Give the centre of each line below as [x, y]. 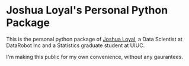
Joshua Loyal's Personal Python [87, 10]
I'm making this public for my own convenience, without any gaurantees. [95, 57]
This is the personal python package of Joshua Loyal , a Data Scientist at [94, 39]
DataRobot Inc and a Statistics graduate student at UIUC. [76, 45]
